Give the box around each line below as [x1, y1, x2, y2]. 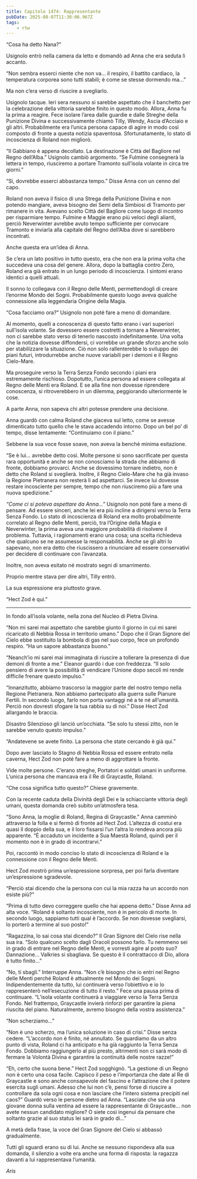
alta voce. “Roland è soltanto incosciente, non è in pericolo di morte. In [6, 909, 177, 916]
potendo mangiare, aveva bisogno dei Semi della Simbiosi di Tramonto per [6, 202, 186, 209]
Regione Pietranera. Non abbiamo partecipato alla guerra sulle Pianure [6, 690, 176, 697]
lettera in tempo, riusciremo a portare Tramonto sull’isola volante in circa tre [6, 160, 189, 167]
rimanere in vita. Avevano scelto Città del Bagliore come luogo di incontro [6, 207, 184, 214]
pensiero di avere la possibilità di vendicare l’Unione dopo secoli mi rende [6, 666, 184, 674]
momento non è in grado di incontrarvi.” [6, 839, 103, 846]
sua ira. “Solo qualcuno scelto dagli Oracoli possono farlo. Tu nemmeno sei [6, 939, 188, 946]
